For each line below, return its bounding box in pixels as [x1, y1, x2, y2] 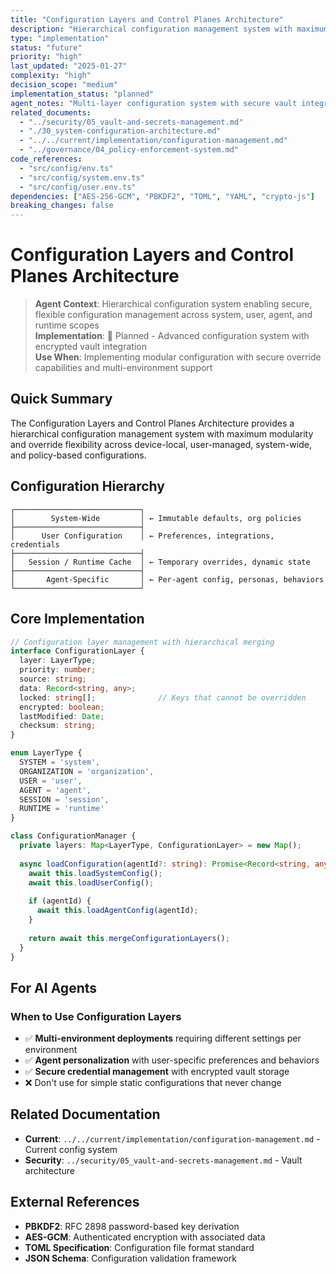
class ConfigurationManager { [10, 831, 137, 841]
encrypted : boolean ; [19, 702, 105, 712]
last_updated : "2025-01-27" [10, 61, 128, 71]
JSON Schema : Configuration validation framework [24, 1252, 238, 1264]
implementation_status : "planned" [10, 89, 155, 99]
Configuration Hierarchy [10, 478, 165, 495]
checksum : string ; [19, 721, 97, 731]
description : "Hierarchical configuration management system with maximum [10, 24, 329, 34]
